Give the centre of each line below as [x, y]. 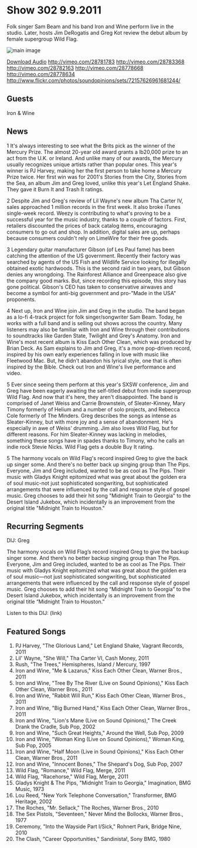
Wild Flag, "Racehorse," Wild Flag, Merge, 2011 [72, 777]
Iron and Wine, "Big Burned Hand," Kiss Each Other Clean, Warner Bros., [103, 708]
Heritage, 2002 [33, 802]
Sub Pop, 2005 [33, 745]
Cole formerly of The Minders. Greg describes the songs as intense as [92, 415]
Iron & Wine [21, 113]
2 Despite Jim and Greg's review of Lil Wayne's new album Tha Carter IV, [95, 201]
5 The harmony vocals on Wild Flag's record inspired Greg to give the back [97, 458]
